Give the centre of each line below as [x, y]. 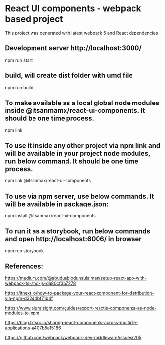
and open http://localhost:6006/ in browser [73, 239]
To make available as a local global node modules [82, 103]
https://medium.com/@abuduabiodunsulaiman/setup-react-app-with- [76, 278]
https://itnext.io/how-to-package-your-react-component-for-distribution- [80, 293]
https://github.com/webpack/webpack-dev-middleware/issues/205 [73, 337]
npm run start [19, 60]
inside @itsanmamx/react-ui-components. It [75, 111]
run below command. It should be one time [72, 161]
